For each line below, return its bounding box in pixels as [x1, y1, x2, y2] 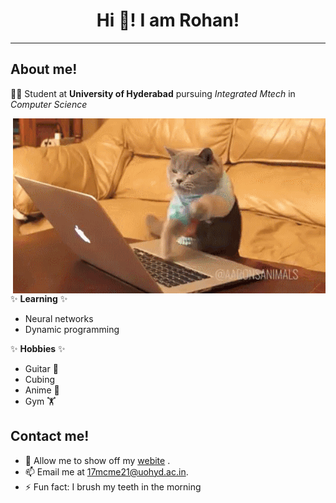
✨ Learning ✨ [10, 292, 68, 304]
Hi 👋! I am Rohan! [96, 9, 240, 32]
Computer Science [10, 98, 88, 110]
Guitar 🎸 [24, 362, 59, 374]
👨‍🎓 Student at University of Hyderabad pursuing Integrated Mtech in [10, 87, 296, 99]
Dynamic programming [24, 323, 120, 335]
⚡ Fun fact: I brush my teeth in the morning [24, 480, 202, 493]
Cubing [24, 373, 56, 385]
